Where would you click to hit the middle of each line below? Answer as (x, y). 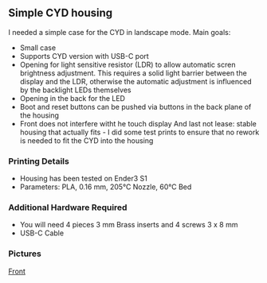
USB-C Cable (42, 233)
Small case (38, 48)
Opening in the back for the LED (73, 98)
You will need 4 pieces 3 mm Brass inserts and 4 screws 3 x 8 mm (129, 225)
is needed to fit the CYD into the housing (86, 140)
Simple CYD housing (61, 13)
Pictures (25, 254)
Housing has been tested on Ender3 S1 (83, 179)
